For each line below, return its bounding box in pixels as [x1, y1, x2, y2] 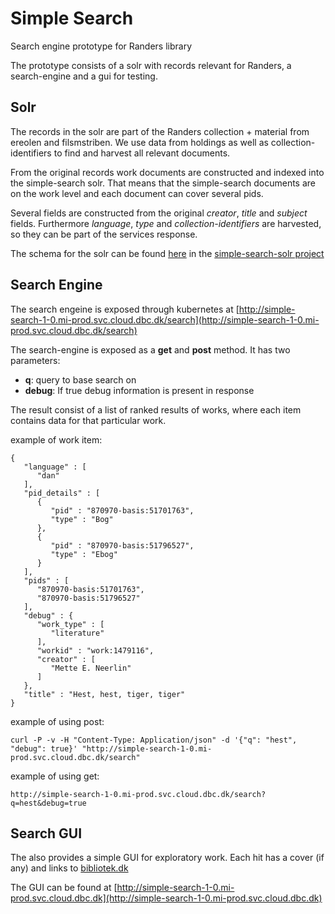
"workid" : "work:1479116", [36, 645, 155, 656]
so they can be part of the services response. [10, 228, 198, 240]
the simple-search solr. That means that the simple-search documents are [10, 177, 317, 189]
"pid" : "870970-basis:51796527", [50, 540, 195, 551]
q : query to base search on [24, 373, 137, 386]
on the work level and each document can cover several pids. [10, 187, 264, 199]
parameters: [10, 354, 61, 366]
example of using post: [10, 715, 105, 727]
